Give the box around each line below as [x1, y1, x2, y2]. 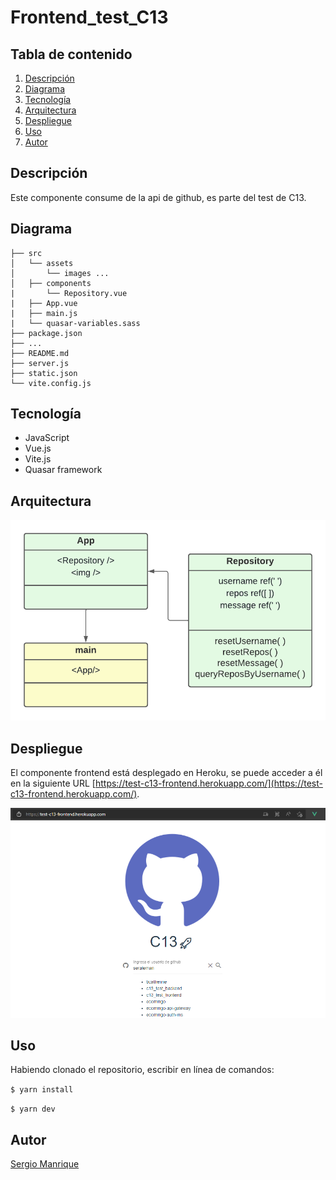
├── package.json [10, 328, 83, 338]
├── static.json [10, 368, 78, 378]
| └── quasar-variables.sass [10, 318, 141, 328]
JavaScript [24, 432, 70, 444]
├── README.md [10, 348, 70, 358]
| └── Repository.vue [10, 288, 128, 298]
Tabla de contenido [10, 46, 133, 63]
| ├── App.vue [10, 298, 78, 308]
